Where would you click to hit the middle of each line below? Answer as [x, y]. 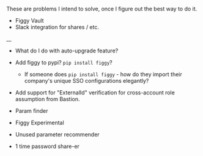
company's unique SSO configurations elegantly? [87, 81]
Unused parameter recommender [57, 134]
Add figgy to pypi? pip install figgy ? [64, 62]
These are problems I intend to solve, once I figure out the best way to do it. [102, 9]
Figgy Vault [29, 20]
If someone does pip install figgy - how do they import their [103, 74]
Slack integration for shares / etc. [57, 27]
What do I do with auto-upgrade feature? [67, 51]
